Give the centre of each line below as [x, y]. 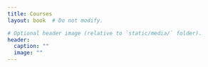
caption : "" [32, 47]
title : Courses [30, 14]
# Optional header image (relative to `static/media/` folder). [105, 33]
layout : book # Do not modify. [55, 20]
